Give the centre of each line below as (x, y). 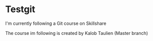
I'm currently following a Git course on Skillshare (56, 23)
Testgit (20, 9)
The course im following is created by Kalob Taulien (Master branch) (77, 33)
